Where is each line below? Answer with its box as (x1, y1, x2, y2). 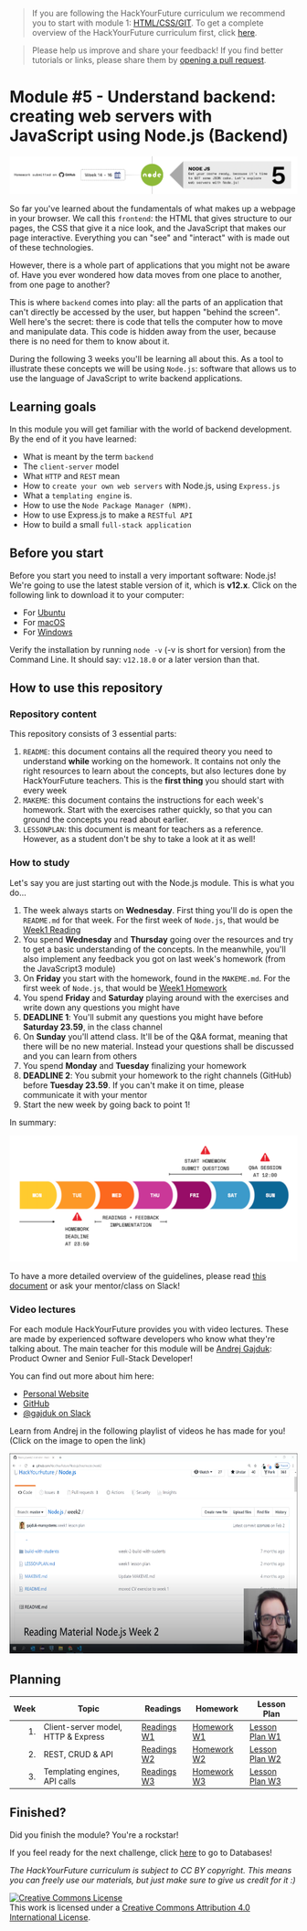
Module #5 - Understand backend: (9, 87, 277, 108)
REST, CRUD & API (43, 1748, 114, 1759)
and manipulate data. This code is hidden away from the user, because (9, 325, 277, 336)
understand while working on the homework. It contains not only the (22, 756, 281, 767)
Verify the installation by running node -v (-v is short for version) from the (9, 644, 286, 655)
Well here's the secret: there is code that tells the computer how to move (9, 315, 283, 327)
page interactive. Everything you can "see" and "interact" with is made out (9, 232, 291, 243)
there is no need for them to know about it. (9, 336, 171, 347)
